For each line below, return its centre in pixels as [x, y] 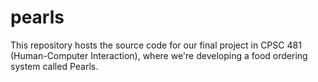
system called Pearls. [54, 66]
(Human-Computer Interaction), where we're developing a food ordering [159, 55]
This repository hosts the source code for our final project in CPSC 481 [156, 45]
